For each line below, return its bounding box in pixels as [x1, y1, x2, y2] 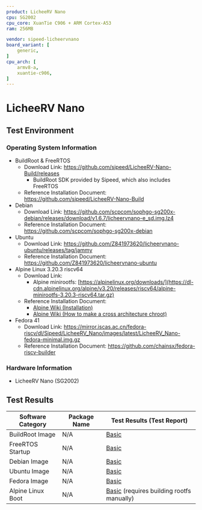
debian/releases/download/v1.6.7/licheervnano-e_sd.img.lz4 [23, 215, 174, 222]
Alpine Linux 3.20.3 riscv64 [14, 266, 83, 273]
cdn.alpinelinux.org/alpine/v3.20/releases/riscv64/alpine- [32, 285, 176, 292]
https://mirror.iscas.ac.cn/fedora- [64, 323, 147, 331]
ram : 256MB [6, 25, 34, 32]
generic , [17, 48, 39, 54]
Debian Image [9, 458, 49, 466]
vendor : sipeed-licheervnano [6, 37, 79, 43]
